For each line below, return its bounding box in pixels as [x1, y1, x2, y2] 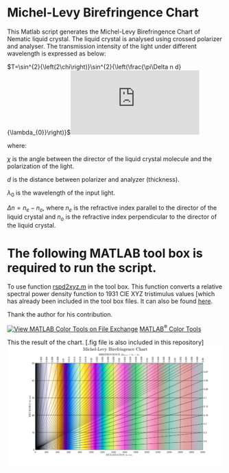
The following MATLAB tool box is [7, 245, 204, 261]
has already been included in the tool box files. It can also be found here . [7, 297, 213, 306]
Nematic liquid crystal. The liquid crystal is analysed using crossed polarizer [7, 34, 223, 43]
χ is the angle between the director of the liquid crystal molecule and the [7, 154, 213, 162]
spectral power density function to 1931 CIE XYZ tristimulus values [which [7, 290, 215, 298]
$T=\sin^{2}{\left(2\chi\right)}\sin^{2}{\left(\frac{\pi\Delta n [7, 62, 173, 71]
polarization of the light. [7, 162, 74, 170]
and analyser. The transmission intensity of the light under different [7, 42, 197, 50]
